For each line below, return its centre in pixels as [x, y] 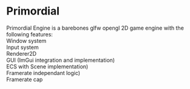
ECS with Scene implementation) [47, 66]
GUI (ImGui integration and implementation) [61, 60]
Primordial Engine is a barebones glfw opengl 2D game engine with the [95, 28]
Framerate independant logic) [43, 73]
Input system [22, 47]
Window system [26, 41]
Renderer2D [22, 53]
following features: [30, 34]
